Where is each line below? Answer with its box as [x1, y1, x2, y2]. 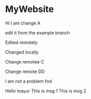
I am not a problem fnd [5, 78, 52, 84]
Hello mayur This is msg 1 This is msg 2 [5, 87, 86, 93]
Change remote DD [5, 68, 45, 74]
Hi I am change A [5, 20, 41, 26]
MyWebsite [5, 3, 54, 15]
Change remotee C [5, 58, 44, 64]
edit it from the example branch [5, 29, 70, 35]
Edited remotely [5, 39, 38, 45]
